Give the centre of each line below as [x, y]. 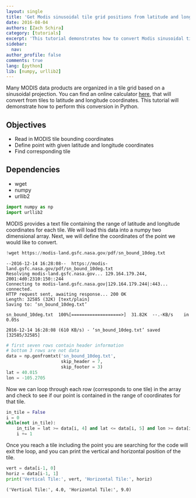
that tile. [16, 402]
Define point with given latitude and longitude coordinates [84, 145]
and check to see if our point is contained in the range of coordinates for [93, 395]
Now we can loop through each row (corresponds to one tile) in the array [94, 389]
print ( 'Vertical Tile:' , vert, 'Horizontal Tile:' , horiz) [79, 479]
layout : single [24, 11]
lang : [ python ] [24, 66]
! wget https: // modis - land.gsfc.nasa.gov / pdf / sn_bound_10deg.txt [86, 253]
